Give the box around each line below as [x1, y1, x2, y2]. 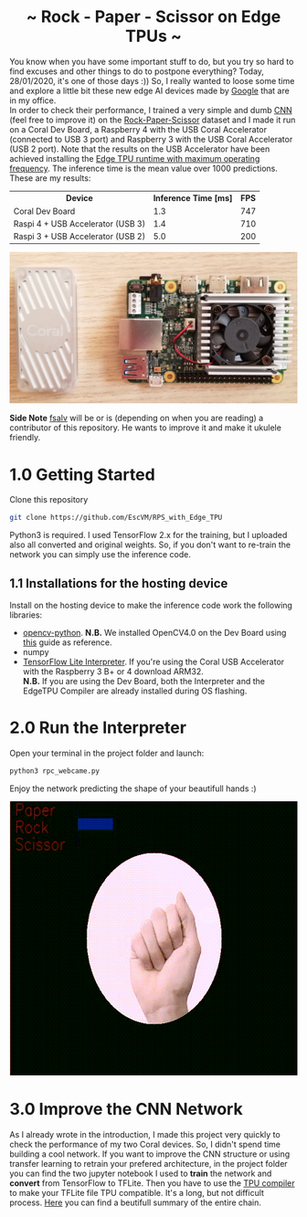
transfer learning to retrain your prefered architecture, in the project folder [9, 1158, 288, 1169]
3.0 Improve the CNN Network [9, 1099, 244, 1120]
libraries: [9, 609, 43, 620]
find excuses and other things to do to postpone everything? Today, [9, 66, 265, 77]
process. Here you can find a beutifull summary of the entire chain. [9, 1197, 262, 1208]
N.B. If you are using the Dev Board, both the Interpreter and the [22, 676, 265, 687]
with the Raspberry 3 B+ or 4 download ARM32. [22, 666, 204, 677]
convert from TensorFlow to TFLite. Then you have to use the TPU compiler [9, 1177, 295, 1189]
